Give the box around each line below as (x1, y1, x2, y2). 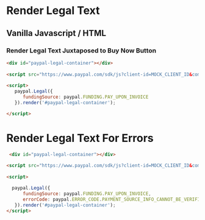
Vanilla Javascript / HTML (6, 28, 107, 38)
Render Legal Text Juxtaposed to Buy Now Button (6, 46, 157, 55)
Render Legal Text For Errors (6, 131, 154, 145)
